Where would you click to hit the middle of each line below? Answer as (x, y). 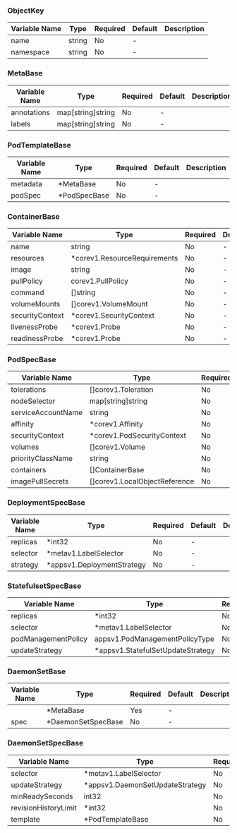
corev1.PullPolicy (99, 281)
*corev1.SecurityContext (113, 316)
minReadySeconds (42, 796)
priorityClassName (42, 459)
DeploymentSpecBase (47, 503)
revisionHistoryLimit (44, 808)
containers (29, 470)
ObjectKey (26, 11)
